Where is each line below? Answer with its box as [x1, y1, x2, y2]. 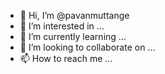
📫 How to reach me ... [19, 53, 113, 64]
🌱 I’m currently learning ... [19, 31, 127, 42]
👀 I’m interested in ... [19, 20, 105, 32]
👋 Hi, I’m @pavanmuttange [19, 10, 130, 21]
